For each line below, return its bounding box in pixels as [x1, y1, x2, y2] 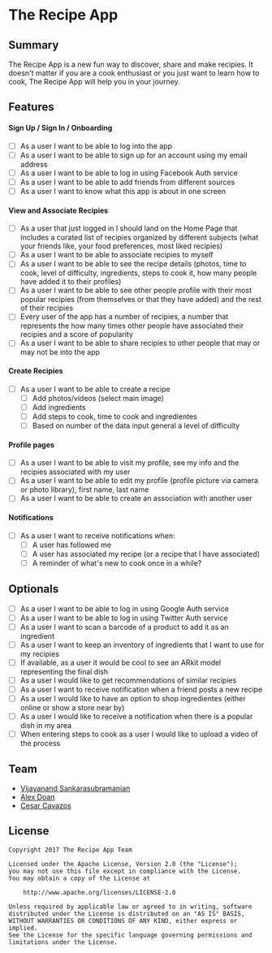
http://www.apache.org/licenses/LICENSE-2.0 [23, 888, 176, 896]
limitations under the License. [8, 938, 118, 947]
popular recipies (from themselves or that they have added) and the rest [19, 295, 261, 304]
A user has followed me [32, 540, 112, 550]
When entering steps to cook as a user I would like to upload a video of [19, 729, 258, 740]
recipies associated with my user [19, 467, 131, 476]
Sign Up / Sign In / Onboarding [8, 123, 113, 132]
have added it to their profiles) [19, 277, 122, 287]
